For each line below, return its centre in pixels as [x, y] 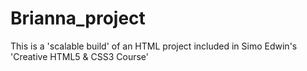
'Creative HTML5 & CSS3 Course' [79, 56]
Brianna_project [78, 18]
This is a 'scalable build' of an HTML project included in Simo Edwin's [154, 46]
